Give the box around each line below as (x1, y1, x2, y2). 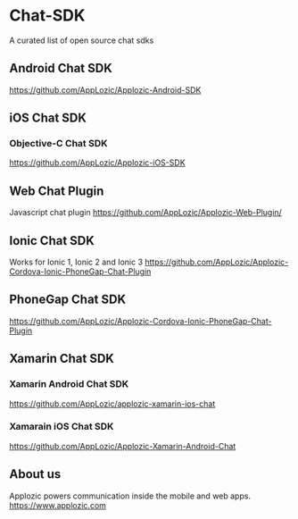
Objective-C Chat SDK (9, 138, 108, 150)
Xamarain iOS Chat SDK (9, 421, 114, 433)
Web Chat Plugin (9, 183, 104, 198)
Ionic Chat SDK (9, 233, 95, 248)
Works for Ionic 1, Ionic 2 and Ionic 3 (9, 256, 144, 268)
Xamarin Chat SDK (9, 351, 114, 366)
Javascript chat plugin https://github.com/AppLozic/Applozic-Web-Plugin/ (9, 207, 283, 218)
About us (9, 466, 62, 482)
